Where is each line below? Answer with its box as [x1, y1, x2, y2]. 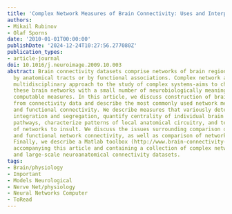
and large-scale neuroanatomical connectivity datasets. [13, 151, 181, 159]
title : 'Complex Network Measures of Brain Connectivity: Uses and [7, 10, 206, 17]
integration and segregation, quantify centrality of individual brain [13, 113, 224, 119]
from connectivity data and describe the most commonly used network [13, 100, 217, 107]
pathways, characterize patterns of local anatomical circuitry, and [13, 119, 217, 126]
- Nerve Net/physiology [7, 184, 76, 191]
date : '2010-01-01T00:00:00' [7, 36, 91, 43]
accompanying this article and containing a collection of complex [13, 145, 212, 152]
